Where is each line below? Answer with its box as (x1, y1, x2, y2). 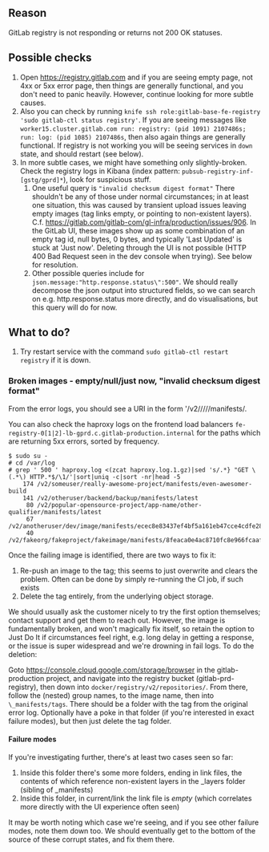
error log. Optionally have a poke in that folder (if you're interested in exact (8, 708, 255, 717)
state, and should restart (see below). (19, 148, 144, 159)
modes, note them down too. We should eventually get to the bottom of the (8, 826, 256, 835)
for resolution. (31, 260, 78, 270)
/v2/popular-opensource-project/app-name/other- (37, 501, 203, 509)
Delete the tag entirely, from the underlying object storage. (19, 591, 214, 601)
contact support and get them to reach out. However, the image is (8, 615, 226, 625)
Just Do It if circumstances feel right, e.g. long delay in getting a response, (8, 632, 255, 642)
